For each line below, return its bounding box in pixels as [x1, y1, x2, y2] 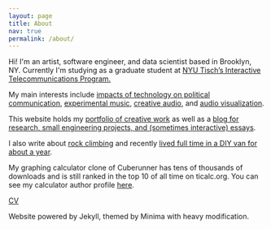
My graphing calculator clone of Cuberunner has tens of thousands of [8, 163, 243, 173]
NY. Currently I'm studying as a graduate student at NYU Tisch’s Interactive [8, 66, 261, 76]
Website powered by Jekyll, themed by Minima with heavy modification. [8, 212, 250, 222]
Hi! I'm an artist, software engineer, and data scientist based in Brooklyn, [8, 57, 252, 67]
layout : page [8, 11, 53, 20]
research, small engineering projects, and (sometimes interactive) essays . [8, 123, 256, 132]
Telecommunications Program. [8, 74, 111, 84]
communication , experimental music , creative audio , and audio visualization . [8, 98, 264, 108]
